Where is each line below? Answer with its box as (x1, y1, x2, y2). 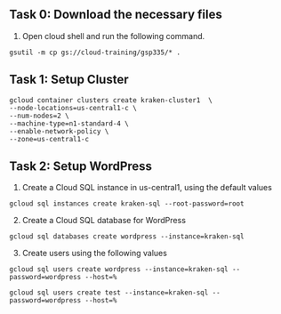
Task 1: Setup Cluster (9, 72, 129, 87)
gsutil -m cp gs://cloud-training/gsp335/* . (9, 48, 181, 57)
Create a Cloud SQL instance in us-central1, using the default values (21, 182, 273, 193)
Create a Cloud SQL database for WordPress (21, 215, 187, 226)
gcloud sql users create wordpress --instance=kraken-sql (9, 265, 229, 274)
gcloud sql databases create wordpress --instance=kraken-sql (9, 232, 245, 241)
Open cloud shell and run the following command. (21, 30, 205, 41)
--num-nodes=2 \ (9, 111, 69, 120)
